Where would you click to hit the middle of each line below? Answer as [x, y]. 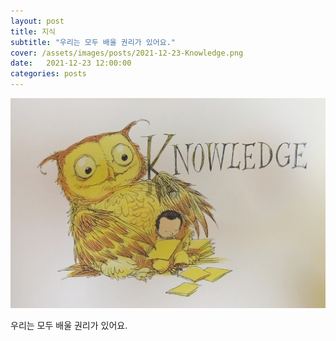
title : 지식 [33, 31]
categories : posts [48, 74]
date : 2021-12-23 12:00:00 [71, 63]
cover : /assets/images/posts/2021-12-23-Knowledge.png [127, 53]
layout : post [37, 21]
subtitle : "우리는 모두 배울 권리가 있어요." [93, 42]
